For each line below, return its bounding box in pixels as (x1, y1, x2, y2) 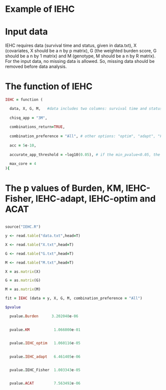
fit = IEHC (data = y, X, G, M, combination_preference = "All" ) (5, 296, 142, 301)
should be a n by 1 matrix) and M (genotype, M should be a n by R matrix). (5, 53, 156, 59)
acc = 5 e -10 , (9, 143, 37, 148)
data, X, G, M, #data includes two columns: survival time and (9, 106, 147, 111)
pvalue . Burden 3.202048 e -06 (9, 313, 79, 319)
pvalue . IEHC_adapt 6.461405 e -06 (9, 354, 81, 359)
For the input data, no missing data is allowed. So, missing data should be (5, 58, 155, 64)
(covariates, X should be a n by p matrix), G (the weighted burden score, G (5, 48, 157, 54)
